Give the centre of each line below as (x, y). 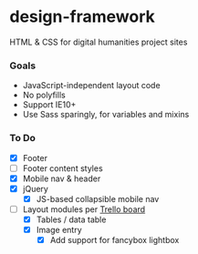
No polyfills (44, 95)
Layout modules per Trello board (84, 209)
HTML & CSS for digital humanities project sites (99, 42)
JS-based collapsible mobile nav (98, 198)
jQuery (35, 188)
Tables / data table (71, 219)
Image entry (59, 229)
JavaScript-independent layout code (92, 86)
